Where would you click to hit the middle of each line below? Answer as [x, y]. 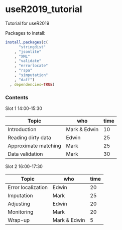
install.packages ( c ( [27, 42]
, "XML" [22, 56]
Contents [17, 97]
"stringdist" [32, 47]
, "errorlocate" [31, 66]
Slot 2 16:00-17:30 [24, 166]
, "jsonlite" [28, 51]
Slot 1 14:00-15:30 [24, 108]
